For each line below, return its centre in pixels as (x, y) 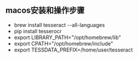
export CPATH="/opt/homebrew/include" (64, 43)
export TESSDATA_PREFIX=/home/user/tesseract (73, 50)
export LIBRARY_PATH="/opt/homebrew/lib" (67, 37)
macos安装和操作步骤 (45, 11)
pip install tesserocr (38, 31)
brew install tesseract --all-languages (59, 25)
